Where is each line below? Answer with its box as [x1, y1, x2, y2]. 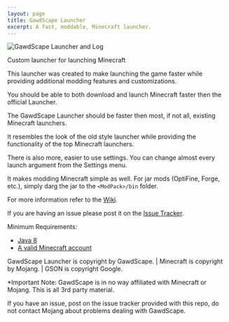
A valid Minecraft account [17, 244, 92, 252]
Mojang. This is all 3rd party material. [7, 286, 115, 294]
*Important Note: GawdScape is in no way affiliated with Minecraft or [7, 278, 207, 287]
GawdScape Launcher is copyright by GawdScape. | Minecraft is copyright [7, 257, 223, 266]
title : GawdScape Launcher [7, 17, 86, 24]
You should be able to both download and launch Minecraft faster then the [7, 90, 222, 99]
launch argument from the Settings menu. [7, 161, 127, 169]
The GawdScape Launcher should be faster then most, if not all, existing [7, 111, 216, 120]
